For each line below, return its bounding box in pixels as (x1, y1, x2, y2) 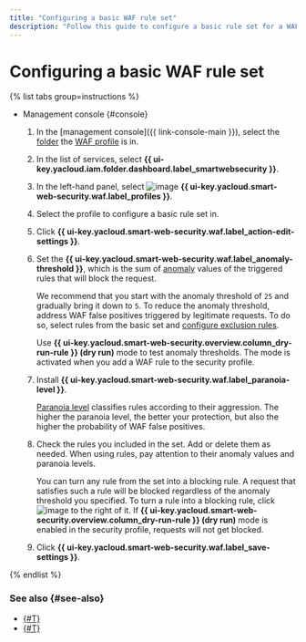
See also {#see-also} (9, 592, 105, 605)
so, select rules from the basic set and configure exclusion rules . (36, 320, 280, 331)
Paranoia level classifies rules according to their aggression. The (36, 402, 280, 413)
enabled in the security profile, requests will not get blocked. (36, 524, 264, 535)
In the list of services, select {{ (36, 154, 152, 165)
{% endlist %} (9, 569, 62, 580)
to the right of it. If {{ (70, 505, 148, 516)
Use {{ (36, 337, 62, 348)
